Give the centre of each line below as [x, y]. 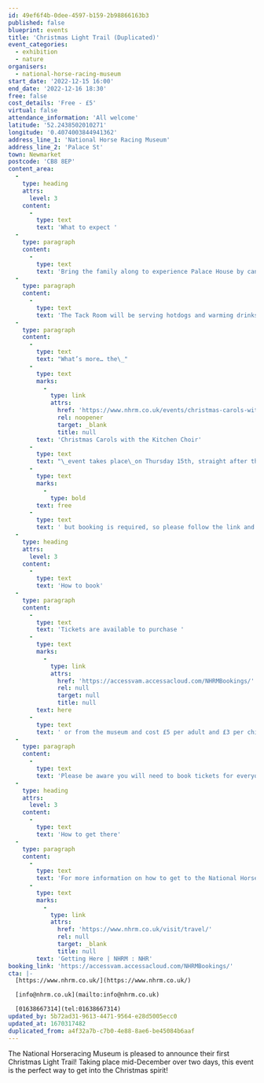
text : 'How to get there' [79, 834]
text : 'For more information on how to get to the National [137, 879]
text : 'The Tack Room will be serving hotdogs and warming [135, 315]
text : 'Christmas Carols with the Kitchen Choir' [119, 440]
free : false [27, 96]
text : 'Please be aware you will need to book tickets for [135, 775]
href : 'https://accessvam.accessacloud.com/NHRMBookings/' [156, 681]
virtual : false [33, 111]
